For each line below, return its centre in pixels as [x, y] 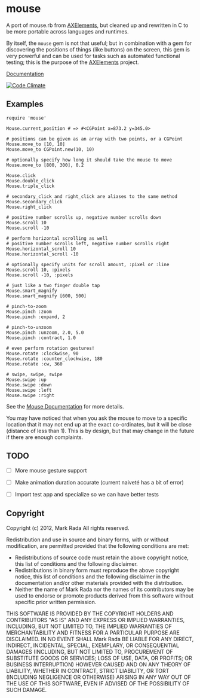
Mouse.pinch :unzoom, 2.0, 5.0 [45, 333]
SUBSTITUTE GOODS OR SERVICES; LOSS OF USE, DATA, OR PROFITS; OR [99, 658]
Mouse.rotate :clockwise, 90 [42, 353]
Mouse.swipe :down [29, 385]
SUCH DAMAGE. [26, 690]
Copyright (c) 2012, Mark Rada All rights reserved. [68, 528]
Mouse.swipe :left [29, 390]
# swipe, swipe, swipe [34, 374]
